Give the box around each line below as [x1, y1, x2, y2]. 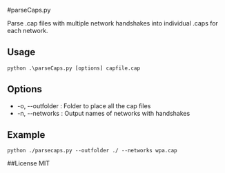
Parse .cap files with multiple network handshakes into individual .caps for [7, 19, 219, 27]
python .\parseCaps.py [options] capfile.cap [7, 65, 140, 72]
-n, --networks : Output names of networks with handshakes [17, 109, 190, 117]
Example [7, 129, 46, 141]
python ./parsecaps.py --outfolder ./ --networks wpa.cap [7, 147, 177, 154]
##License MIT [7, 159, 50, 167]
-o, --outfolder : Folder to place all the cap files [17, 101, 151, 110]
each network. [7, 27, 48, 34]
